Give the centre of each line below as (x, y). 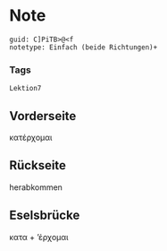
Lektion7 (25, 89)
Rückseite (38, 165)
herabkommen (36, 187)
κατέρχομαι (31, 138)
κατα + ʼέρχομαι (39, 237)
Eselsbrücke (45, 216)
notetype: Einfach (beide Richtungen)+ (83, 47)
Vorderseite (43, 116)
